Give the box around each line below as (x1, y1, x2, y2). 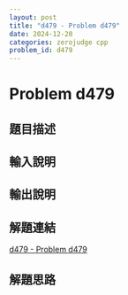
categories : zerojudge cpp (9, 37, 109, 47)
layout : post (9, 12, 57, 22)
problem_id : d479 (9, 46, 73, 55)
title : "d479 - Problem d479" (9, 21, 121, 30)
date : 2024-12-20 (9, 29, 73, 38)
